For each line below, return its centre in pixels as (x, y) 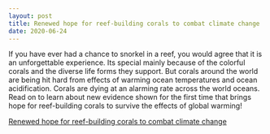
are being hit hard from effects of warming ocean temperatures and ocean (133, 80)
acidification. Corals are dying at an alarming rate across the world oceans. (134, 89)
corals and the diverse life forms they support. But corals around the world (133, 71)
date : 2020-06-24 (38, 31)
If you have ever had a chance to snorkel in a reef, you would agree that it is (135, 54)
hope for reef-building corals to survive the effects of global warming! (125, 106)
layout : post (30, 16)
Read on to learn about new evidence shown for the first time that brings (130, 97)
